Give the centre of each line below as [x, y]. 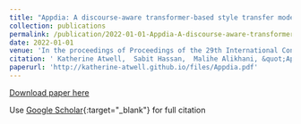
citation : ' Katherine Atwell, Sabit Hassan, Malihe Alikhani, [133, 59]
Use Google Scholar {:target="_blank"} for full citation [107, 110]
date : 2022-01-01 [42, 42]
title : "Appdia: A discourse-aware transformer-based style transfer [142, 17]
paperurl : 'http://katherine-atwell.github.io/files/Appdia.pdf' [133, 68]
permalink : [30, 34]
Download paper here [49, 92]
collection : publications [57, 26]
